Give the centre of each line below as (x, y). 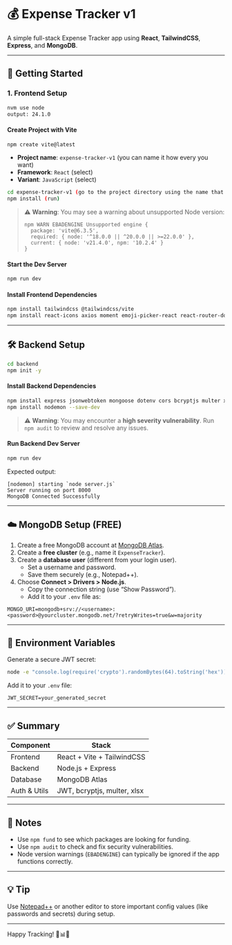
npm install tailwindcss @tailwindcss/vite (71, 309)
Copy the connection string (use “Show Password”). (101, 589)
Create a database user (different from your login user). (97, 559)
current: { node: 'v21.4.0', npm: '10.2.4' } (97, 243)
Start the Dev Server (37, 264)
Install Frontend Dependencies (52, 294)
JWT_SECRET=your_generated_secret (57, 698)
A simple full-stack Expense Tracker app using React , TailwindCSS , (104, 38)
